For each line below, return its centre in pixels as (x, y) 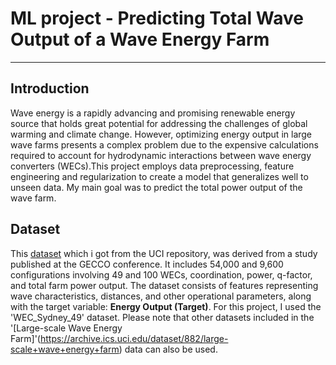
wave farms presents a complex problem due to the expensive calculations (164, 144)
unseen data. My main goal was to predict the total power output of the (156, 187)
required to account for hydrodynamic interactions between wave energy (161, 155)
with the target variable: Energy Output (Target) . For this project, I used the (166, 306)
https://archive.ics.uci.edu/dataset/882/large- (134, 338)
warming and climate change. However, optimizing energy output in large (161, 134)
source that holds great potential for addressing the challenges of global (159, 123)
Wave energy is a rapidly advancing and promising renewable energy (153, 113)
